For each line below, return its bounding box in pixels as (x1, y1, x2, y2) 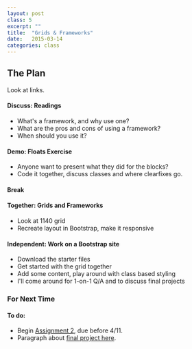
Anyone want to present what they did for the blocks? (16, 162, 169, 171)
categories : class (7, 42, 60, 49)
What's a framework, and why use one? (16, 117, 130, 125)
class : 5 (7, 17, 32, 23)
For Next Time (7, 294, 56, 304)
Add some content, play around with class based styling (16, 270, 176, 278)
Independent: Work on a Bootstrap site (7, 240, 120, 248)
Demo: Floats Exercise (7, 147, 73, 156)
